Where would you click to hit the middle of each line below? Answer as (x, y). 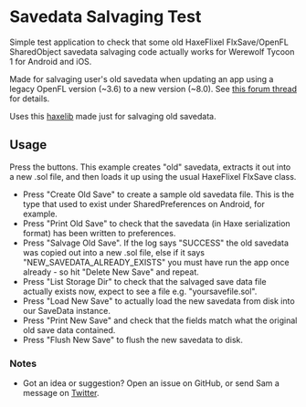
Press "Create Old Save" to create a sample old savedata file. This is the (158, 194)
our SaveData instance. (67, 310)
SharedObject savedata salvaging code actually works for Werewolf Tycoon (152, 51)
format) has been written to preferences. (99, 233)
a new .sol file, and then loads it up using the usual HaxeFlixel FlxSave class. (153, 176)
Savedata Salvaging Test (106, 17)
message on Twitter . (61, 393)
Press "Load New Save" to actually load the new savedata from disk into (158, 301)
